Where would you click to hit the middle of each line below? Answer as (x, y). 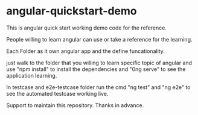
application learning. (32, 75)
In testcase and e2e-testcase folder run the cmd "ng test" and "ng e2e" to (99, 87)
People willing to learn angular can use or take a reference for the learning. (99, 39)
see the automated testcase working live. (57, 93)
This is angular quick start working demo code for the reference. (87, 28)
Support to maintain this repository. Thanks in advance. (75, 105)
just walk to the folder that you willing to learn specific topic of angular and (99, 63)
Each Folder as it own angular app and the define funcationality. (85, 51)
